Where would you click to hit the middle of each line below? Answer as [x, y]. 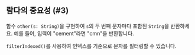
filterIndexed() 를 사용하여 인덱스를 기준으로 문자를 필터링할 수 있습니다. [91, 46]
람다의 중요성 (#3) [38, 11]
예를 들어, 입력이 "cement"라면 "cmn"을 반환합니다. [74, 33]
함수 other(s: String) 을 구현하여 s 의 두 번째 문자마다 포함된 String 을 [88, 26]
